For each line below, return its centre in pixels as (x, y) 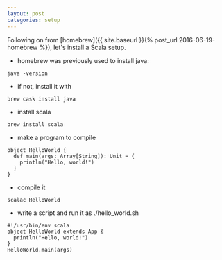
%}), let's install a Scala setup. (83, 47)
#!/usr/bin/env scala (39, 225)
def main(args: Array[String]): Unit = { (74, 156)
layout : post (26, 14)
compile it (31, 187)
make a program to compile (57, 137)
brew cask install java (42, 99)
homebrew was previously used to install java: (83, 60)
